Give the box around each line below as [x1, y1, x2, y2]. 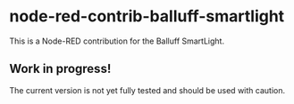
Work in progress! [9, 61, 112, 76]
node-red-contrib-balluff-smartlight [9, 6, 285, 27]
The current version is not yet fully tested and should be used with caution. [9, 84, 286, 95]
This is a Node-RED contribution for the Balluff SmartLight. [9, 36, 225, 46]
